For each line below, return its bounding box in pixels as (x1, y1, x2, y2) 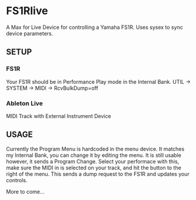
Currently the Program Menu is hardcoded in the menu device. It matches (6, 145, 185, 152)
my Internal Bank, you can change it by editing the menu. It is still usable (6, 152, 181, 159)
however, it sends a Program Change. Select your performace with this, (6, 158, 180, 165)
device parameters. (6, 29, 54, 37)
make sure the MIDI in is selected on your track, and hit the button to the (6, 164, 181, 171)
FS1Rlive (6, 4, 48, 18)
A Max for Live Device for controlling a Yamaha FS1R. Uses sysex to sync (6, 24, 184, 31)
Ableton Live (6, 99, 43, 107)
